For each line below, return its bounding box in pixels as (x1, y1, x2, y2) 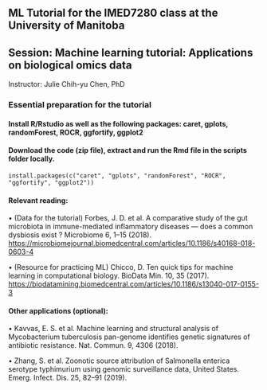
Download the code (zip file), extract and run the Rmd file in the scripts (8, 146, 247, 155)
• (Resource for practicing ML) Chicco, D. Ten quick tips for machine (8, 263, 234, 272)
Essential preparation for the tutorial (8, 99, 151, 111)
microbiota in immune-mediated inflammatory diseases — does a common (8, 222, 253, 232)
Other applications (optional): (8, 306, 109, 315)
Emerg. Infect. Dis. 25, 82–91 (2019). (8, 373, 128, 383)
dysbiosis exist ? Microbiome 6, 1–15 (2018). (8, 230, 152, 240)
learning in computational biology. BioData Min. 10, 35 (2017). (8, 271, 210, 281)
